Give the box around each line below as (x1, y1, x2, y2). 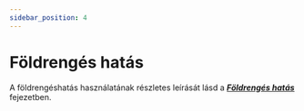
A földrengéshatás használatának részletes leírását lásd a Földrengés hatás (9, 82, 295, 93)
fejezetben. (9, 91, 52, 102)
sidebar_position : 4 (9, 13, 88, 23)
